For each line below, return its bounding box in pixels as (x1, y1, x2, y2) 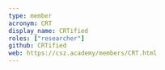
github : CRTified (8, 42, 67, 50)
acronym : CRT (8, 19, 53, 27)
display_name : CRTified (8, 27, 89, 35)
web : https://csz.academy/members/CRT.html (8, 49, 158, 57)
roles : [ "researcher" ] (8, 34, 85, 43)
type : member (8, 11, 53, 20)
